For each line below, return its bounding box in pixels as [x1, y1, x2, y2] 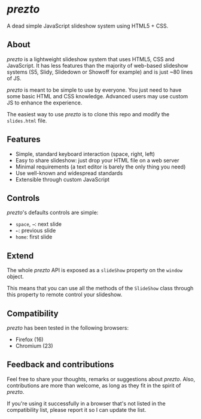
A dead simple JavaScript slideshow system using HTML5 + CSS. [7, 22, 169, 29]
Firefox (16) [15, 336, 44, 343]
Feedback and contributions [7, 360, 114, 370]
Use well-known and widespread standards [15, 169, 123, 176]
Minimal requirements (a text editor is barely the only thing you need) [15, 163, 186, 170]
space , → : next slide [15, 221, 62, 228]
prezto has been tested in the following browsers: [7, 324, 129, 331]
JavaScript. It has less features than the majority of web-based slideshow [7, 62, 188, 69]
